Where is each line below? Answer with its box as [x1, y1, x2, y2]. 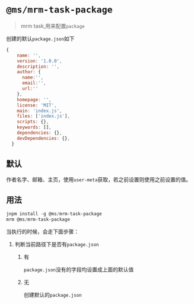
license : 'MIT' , [17, 102, 58, 108]
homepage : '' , [17, 96, 52, 102]
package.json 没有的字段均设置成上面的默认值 [23, 266, 134, 273]
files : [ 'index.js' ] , [17, 113, 70, 120]
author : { [17, 69, 42, 75]
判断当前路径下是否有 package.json [14, 241, 99, 248]
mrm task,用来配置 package [20, 22, 85, 29]
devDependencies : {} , [17, 135, 70, 141]
